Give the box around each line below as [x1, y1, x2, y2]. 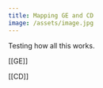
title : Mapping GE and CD [8, 11, 93, 20]
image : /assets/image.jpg [8, 19, 93, 27]
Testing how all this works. [8, 40, 95, 50]
